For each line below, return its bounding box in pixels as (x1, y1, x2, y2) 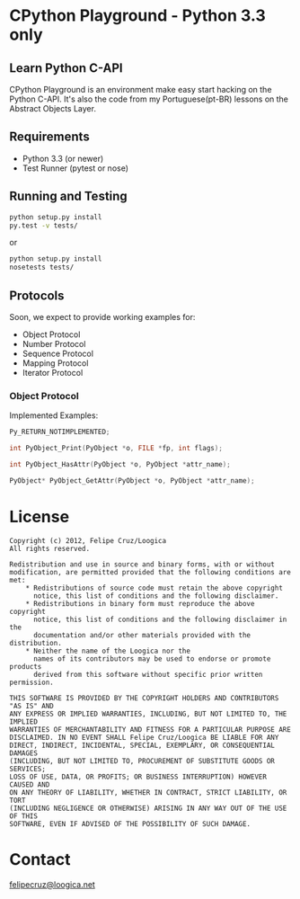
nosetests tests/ (9, 263, 75, 272)
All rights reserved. (9, 544, 91, 553)
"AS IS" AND (9, 701, 54, 710)
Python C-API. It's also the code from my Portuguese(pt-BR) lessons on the (9, 93, 289, 104)
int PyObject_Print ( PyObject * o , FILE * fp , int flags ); (9, 444, 223, 453)
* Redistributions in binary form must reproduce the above (25, 599, 255, 608)
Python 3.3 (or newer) (22, 153, 104, 164)
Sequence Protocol (22, 348, 94, 359)
